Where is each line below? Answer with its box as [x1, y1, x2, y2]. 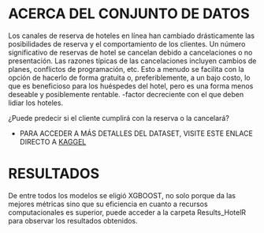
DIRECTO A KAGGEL [19, 137, 87, 146]
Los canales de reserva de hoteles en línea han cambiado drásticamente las [8, 31, 255, 40]
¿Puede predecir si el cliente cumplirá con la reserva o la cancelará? [8, 113, 230, 122]
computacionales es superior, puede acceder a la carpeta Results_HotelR [8, 207, 247, 217]
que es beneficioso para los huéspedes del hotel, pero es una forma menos [8, 81, 254, 91]
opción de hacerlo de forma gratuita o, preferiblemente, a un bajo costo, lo [8, 73, 251, 82]
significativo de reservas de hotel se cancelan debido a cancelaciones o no [8, 47, 253, 57]
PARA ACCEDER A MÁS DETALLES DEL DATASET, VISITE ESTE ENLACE [19, 128, 254, 138]
